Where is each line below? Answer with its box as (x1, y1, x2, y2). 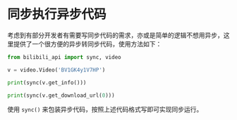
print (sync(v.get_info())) (7, 79, 87, 86)
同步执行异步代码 (7, 6, 107, 22)
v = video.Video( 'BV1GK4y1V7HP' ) (7, 66, 106, 74)
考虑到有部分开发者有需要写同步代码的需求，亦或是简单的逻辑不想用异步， (7, 31, 224, 39)
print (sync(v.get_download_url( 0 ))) (7, 92, 115, 99)
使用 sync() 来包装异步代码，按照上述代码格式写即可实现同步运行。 (7, 105, 203, 114)
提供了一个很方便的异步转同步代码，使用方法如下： (13, 39, 162, 48)
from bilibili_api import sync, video (7, 53, 121, 60)
